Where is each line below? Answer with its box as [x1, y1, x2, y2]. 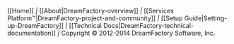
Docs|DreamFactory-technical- [103, 22, 194, 29]
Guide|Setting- [184, 14, 228, 22]
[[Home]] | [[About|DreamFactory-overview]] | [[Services [7, 7, 175, 15]
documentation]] [7, 29, 57, 37]
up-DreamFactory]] [7, 22, 64, 29]
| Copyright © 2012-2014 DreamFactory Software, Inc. [57, 29, 216, 37]
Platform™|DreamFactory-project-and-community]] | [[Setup [7, 14, 183, 22]
